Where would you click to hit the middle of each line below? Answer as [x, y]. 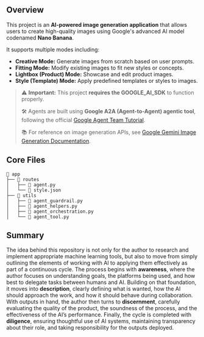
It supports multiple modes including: [53, 49]
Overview [25, 10]
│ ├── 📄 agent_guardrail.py [45, 200]
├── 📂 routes [23, 179]
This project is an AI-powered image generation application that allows [97, 24]
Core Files [26, 160]
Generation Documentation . [56, 141]
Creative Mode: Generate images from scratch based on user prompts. [105, 61]
